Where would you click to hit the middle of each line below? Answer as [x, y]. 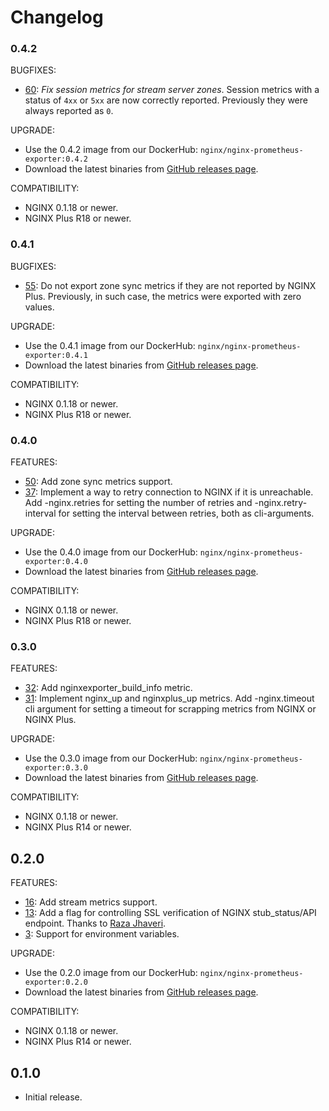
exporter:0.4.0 [56, 562]
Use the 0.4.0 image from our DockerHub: [111, 552]
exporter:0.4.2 [56, 159]
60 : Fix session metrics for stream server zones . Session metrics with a [172, 90]
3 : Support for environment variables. [102, 934]
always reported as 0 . [69, 111]
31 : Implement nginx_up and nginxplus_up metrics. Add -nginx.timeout [169, 698]
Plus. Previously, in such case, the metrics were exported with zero [163, 296]
